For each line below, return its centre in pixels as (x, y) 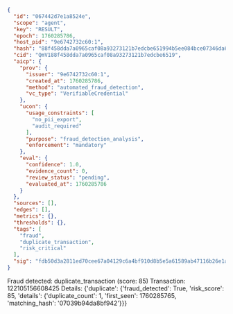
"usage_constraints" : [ (60, 113)
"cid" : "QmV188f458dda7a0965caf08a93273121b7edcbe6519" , (97, 55)
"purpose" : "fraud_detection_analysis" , (85, 139)
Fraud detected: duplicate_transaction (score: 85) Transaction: (96, 281)
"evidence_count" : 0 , (57, 171)
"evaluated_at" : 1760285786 (66, 184)
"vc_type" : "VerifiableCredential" (77, 94)
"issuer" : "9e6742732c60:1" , (68, 74)
